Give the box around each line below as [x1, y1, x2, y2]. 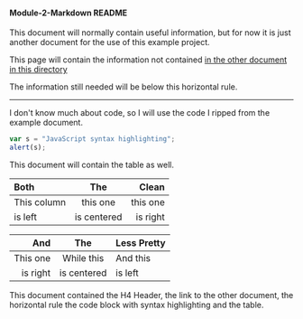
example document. [9, 117, 84, 128]
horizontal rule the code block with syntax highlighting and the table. [9, 299, 264, 310]
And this [115, 251, 151, 264]
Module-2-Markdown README [9, 7, 128, 18]
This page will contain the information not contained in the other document [9, 54, 287, 65]
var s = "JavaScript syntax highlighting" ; [9, 135, 176, 144]
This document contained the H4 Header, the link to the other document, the [9, 289, 294, 300]
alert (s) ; [9, 143, 47, 153]
